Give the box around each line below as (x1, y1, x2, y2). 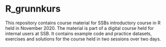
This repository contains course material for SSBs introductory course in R (5, 20, 161, 26)
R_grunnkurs (5, 3, 61, 15)
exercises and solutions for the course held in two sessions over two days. (5, 36, 161, 42)
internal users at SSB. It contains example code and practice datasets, (5, 30, 152, 36)
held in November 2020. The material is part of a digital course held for (5, 25, 154, 31)
